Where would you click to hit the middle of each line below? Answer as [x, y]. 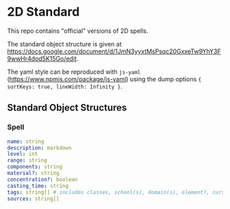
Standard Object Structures [67, 108]
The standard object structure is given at [64, 44]
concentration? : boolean [42, 179]
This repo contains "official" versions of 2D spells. [78, 31]
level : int [23, 154]
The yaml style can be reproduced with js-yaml [74, 72]
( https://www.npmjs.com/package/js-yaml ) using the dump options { [104, 79]
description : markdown [39, 148]
